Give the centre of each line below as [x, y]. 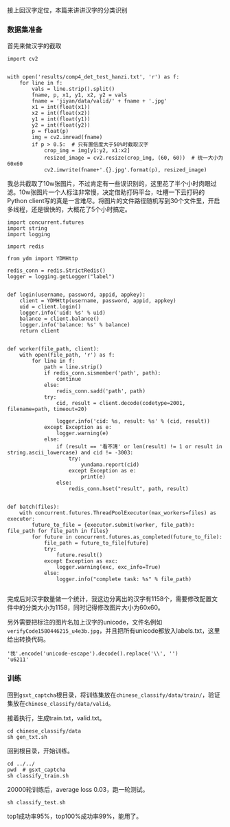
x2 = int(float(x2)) [61, 113]
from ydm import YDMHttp [43, 259]
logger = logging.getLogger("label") [61, 277]
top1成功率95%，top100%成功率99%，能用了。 [75, 816]
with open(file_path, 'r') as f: [67, 355]
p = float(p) [50, 132]
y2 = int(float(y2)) [61, 125]
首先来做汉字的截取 [34, 46]
